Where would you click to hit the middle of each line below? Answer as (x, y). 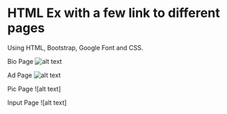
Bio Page (21, 61)
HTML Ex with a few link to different (114, 13)
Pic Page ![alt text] (34, 89)
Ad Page (20, 75)
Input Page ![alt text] (37, 102)
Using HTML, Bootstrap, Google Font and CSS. (75, 47)
